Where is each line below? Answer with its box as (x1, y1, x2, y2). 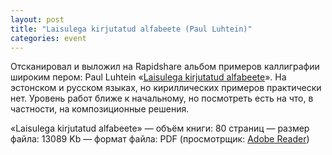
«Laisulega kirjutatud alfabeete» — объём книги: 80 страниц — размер (10, 122, 310, 135)
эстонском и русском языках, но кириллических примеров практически (10, 82, 322, 94)
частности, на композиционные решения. (10, 103, 190, 115)
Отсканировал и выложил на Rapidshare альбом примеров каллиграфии (10, 61, 320, 73)
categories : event (10, 33, 87, 43)
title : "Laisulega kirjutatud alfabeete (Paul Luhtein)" (10, 24, 253, 34)
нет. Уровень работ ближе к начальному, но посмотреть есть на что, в (10, 92, 314, 105)
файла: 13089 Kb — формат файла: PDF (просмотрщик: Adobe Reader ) (10, 133, 310, 145)
